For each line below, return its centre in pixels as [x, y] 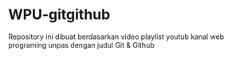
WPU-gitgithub [59, 15]
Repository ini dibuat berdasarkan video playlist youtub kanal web [116, 37]
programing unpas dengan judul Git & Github [81, 44]
